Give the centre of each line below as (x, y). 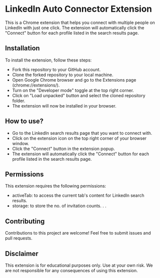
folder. (19, 101)
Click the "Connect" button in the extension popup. (63, 149)
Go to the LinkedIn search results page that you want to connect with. (82, 133)
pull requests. (19, 238)
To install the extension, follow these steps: (48, 60)
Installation (22, 48)
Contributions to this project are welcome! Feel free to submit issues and (78, 233)
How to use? (24, 121)
